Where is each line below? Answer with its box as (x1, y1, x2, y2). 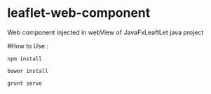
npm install (7, 55, 42, 62)
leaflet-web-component (7, 5, 151, 21)
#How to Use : (7, 41, 49, 50)
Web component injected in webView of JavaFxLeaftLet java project (7, 28, 204, 36)
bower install (7, 67, 49, 74)
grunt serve (7, 79, 42, 87)
